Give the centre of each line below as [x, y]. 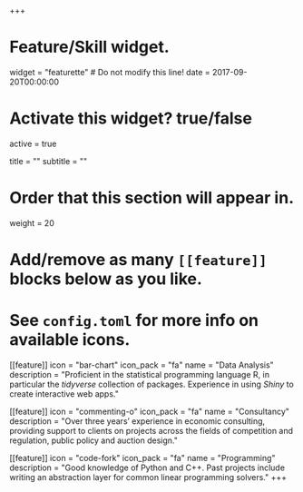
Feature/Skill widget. [89, 47]
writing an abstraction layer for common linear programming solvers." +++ [148, 477]
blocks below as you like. [106, 279]
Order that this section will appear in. [152, 198]
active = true [33, 143]
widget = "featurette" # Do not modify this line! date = [110, 72]
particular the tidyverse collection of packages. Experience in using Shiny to [152, 384]
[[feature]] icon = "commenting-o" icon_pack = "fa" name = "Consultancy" [150, 411]
